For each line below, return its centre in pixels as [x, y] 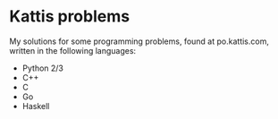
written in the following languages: [73, 50]
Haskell [36, 106]
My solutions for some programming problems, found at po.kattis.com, [139, 41]
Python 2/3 [43, 68]
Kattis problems [70, 17]
